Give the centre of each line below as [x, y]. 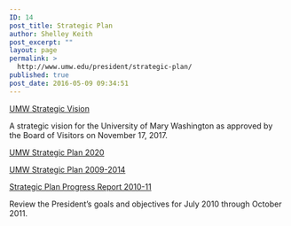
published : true [39, 75]
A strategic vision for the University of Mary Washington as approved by [141, 126]
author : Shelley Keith [51, 34]
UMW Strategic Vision [50, 108]
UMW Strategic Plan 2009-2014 [67, 169]
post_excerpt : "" [41, 42]
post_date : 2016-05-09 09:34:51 [69, 83]
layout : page [33, 51]
